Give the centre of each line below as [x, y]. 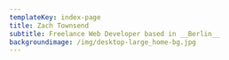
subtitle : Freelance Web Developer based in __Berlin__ [114, 34]
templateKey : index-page [55, 17]
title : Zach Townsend [49, 26]
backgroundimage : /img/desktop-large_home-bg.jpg [103, 42]
